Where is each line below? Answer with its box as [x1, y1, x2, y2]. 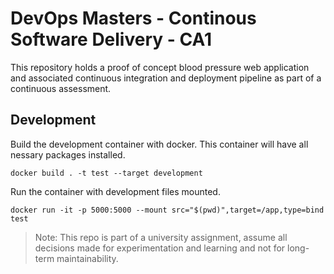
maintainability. [56, 252, 119, 264]
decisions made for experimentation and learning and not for [34, 242, 286, 254]
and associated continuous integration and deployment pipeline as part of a [10, 72, 322, 84]
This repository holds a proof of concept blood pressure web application [10, 61, 310, 73]
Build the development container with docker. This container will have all [10, 138, 309, 150]
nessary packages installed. [10, 148, 126, 161]
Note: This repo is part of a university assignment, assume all [34, 231, 288, 243]
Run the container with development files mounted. [10, 185, 221, 197]
